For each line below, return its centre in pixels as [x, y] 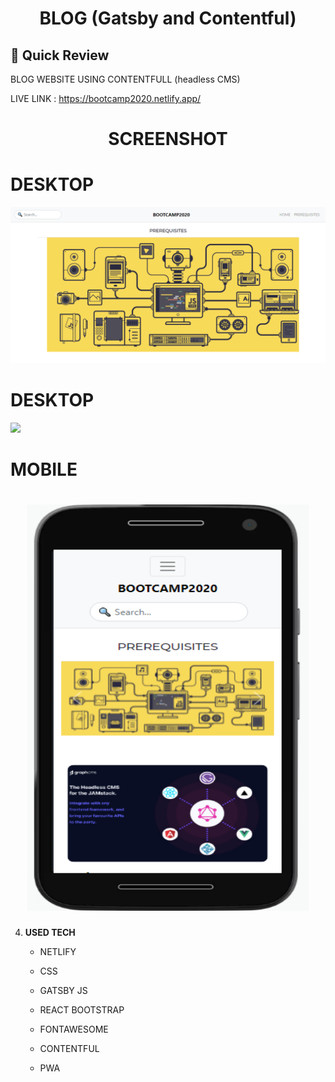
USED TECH [50, 933]
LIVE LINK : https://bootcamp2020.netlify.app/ [106, 98]
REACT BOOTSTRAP [82, 1010]
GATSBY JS [63, 991]
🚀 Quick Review [60, 55]
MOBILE [44, 469]
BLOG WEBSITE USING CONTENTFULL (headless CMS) [125, 79]
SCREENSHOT [168, 139]
